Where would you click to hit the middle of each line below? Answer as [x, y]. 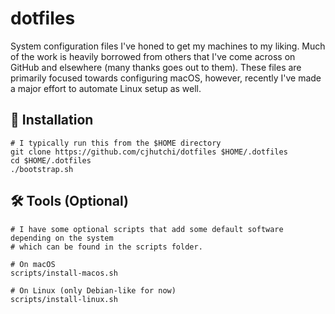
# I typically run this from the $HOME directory [116, 143]
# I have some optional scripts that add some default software [147, 229]
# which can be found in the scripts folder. [106, 247]
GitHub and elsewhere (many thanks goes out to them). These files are [156, 67]
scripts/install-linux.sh [64, 299]
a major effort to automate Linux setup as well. [106, 88]
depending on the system [62, 238]
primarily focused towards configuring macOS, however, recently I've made [166, 78]
